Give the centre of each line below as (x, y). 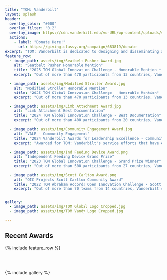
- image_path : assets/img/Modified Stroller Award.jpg (68, 84)
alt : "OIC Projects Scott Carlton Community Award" (69, 180)
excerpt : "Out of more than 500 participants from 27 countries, (83, 166)
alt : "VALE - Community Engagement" (52, 134)
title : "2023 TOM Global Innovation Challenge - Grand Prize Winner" (88, 161)
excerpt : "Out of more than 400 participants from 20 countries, (83, 120)
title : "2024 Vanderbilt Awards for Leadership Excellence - (79, 138)
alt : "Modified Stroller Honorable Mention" (61, 88)
